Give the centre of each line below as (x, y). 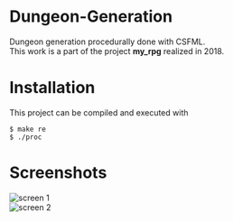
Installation (52, 88)
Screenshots (58, 173)
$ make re (28, 129)
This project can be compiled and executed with (99, 112)
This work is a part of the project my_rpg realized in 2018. (117, 51)
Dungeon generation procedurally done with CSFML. (107, 41)
